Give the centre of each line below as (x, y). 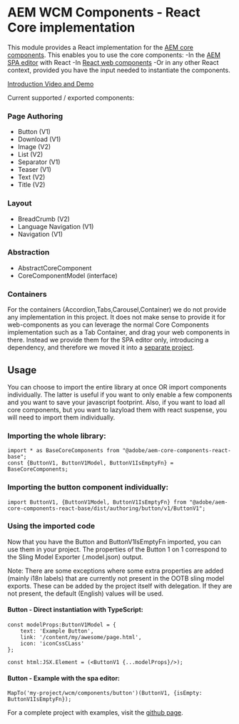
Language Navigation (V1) (56, 226)
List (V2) (30, 155)
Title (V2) (31, 185)
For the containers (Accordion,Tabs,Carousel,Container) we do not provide (117, 310)
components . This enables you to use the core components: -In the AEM (114, 55)
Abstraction (29, 253)
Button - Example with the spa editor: (63, 678)
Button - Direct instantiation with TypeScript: (76, 610)
